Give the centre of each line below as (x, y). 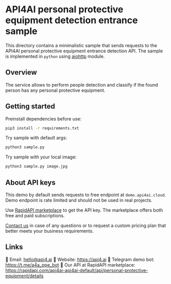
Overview (21, 73)
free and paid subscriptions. (35, 216)
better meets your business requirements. (50, 231)
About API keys (30, 182)
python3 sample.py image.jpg (36, 167)
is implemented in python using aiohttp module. (55, 56)
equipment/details (24, 276)
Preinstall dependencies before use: (43, 118)
